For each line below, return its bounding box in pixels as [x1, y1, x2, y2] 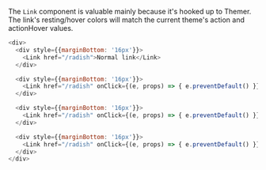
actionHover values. [8, 24, 74, 32]
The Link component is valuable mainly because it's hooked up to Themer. [8, 7, 252, 16]
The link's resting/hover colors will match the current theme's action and [8, 15, 245, 25]
